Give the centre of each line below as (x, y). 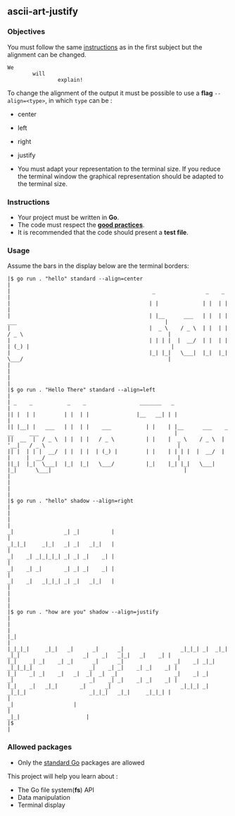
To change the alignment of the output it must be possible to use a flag (110, 93)
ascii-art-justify (43, 12)
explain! (70, 80)
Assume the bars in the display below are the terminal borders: (98, 266)
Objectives (26, 32)
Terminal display (41, 805)
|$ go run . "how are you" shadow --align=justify (83, 612)
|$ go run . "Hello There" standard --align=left (82, 390)
